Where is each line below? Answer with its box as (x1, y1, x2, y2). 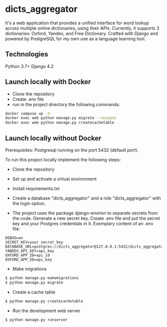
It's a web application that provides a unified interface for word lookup (5, 20, 149, 26)
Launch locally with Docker (5, 78, 91, 86)
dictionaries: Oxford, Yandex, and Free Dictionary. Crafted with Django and (5, 30, 158, 36)
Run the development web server (12, 308, 81, 314)
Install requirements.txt (12, 186, 60, 192)
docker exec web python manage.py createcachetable (5, 120, 114, 125)
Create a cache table (12, 289, 56, 295)
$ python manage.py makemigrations (5, 275, 79, 280)
